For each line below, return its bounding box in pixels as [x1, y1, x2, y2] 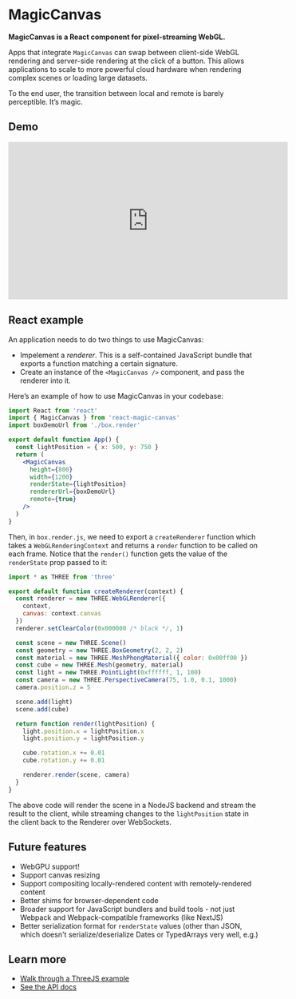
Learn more [8, 953, 67, 966]
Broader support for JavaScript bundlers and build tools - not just [19, 904, 235, 913]
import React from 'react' [8, 406, 98, 415]
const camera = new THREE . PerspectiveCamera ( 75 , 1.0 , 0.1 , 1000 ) [15, 676, 238, 684]
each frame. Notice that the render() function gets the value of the [8, 549, 228, 559]
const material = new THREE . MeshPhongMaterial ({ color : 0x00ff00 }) [15, 654, 248, 662]
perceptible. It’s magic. [8, 97, 84, 106]
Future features [8, 841, 87, 854]
